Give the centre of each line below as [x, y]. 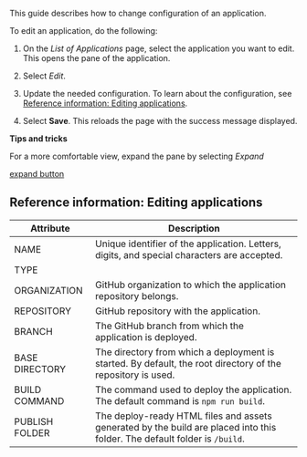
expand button [37, 174]
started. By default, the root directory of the [188, 363]
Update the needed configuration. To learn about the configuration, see [157, 93]
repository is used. [135, 375]
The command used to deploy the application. [194, 389]
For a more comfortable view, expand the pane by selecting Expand [137, 156]
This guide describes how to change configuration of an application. [138, 13]
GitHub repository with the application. [178, 311]
